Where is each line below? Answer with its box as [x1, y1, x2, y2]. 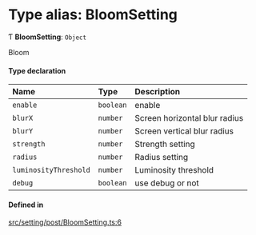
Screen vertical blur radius [134, 125, 234, 137]
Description [134, 86, 181, 98]
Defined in [8, 200, 44, 209]
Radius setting [134, 152, 189, 163]
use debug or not [134, 177, 200, 189]
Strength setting [134, 138, 196, 149]
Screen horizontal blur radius [134, 113, 244, 124]
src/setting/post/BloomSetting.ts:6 [8, 217, 122, 227]
